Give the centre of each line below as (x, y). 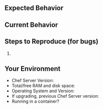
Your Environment (32, 68)
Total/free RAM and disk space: (43, 86)
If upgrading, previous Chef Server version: (55, 96)
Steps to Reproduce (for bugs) (51, 41)
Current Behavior (31, 25)
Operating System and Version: (43, 91)
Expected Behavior (34, 8)
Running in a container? (35, 101)
